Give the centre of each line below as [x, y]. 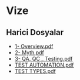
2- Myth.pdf [29, 53]
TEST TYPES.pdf [35, 71]
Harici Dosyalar [35, 32]
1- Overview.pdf [34, 46]
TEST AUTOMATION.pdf [44, 65]
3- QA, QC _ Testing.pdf [44, 59]
